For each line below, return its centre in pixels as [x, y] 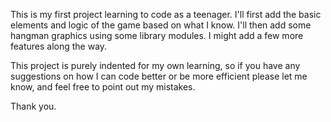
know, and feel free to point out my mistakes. [103, 87]
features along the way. [59, 46]
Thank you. [33, 106]
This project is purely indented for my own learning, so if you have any [155, 65]
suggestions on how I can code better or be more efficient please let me [159, 76]
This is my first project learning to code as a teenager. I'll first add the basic [166, 14]
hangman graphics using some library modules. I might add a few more [157, 35]
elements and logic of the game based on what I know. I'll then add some [161, 25]
